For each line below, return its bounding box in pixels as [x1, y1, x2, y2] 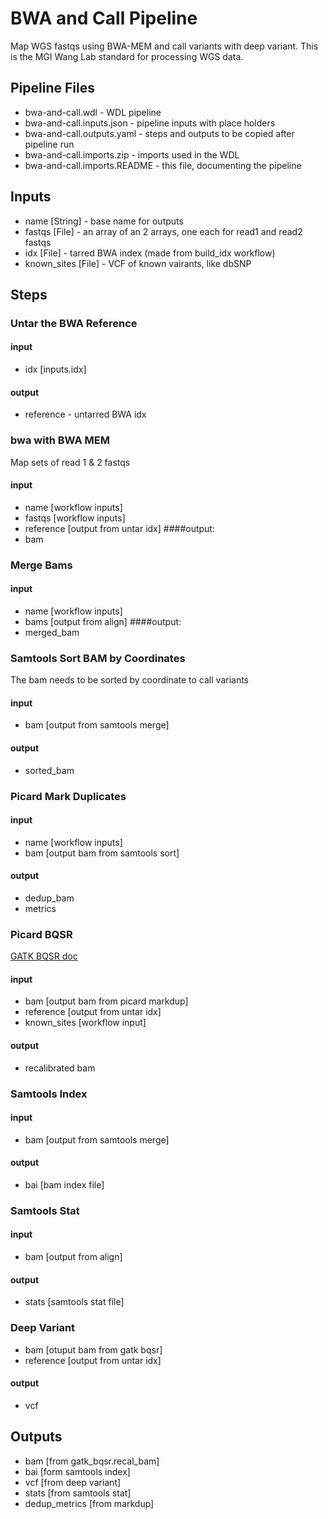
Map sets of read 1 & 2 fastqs [10, 456, 131, 468]
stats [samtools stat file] [24, 1296, 125, 1308]
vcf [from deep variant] [24, 1476, 122, 1488]
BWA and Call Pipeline [10, 7, 198, 30]
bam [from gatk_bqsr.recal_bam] [24, 1455, 160, 1467]
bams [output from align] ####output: [24, 615, 182, 627]
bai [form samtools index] [24, 1465, 131, 1477]
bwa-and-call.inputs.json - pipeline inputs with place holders [24, 117, 276, 129]
